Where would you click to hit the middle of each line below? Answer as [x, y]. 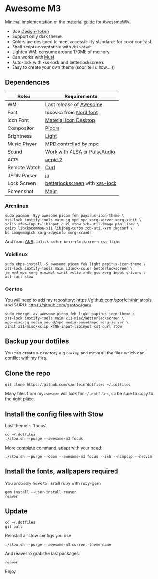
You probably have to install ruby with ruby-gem [53, 483]
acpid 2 [54, 160]
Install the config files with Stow [54, 414]
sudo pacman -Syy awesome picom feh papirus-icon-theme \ [65, 216]
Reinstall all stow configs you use [38, 535]
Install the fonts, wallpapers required [62, 472]
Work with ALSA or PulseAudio [80, 152]
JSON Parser [22, 175]
